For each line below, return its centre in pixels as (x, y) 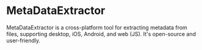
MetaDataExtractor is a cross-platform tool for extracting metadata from (97, 27)
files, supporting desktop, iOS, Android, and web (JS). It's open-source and (101, 34)
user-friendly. (23, 40)
